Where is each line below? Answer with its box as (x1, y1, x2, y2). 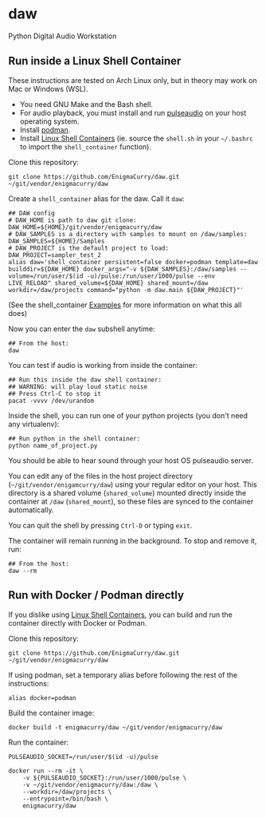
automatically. (8, 504, 54, 515)
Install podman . (19, 124, 71, 134)
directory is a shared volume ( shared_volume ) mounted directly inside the (8, 488, 247, 497)
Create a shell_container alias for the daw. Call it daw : (8, 193, 185, 204)
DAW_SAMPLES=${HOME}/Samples (8, 237, 105, 245)
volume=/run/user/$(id (8, 272, 84, 280)
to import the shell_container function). (19, 141, 152, 152)
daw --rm (8, 567, 37, 575)
